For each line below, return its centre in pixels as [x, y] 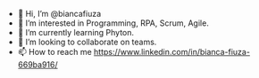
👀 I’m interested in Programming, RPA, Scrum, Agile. [113, 23]
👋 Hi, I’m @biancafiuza [59, 14]
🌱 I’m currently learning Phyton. [76, 32]
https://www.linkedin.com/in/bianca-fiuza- [171, 52]
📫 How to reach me [54, 52]
